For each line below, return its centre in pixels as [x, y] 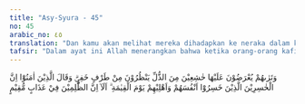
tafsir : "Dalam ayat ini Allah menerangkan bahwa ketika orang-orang [144, 52]
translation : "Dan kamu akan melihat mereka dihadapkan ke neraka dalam [150, 43]
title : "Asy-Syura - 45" [56, 18]
